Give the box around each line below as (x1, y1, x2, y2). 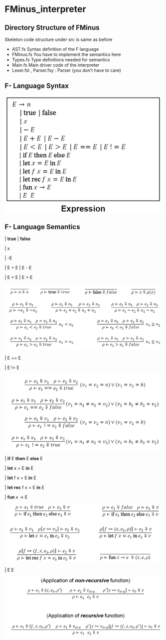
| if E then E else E (4, 455, 43, 461)
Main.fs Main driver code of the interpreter (11, 62, 100, 68)
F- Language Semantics (4, 223, 80, 231)
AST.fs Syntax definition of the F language (11, 46, 99, 52)
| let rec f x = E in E (4, 484, 44, 490)
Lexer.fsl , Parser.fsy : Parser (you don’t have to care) (11, 67, 122, 73)
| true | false (4, 236, 31, 242)
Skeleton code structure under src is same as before (4, 36, 113, 42)
